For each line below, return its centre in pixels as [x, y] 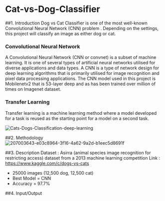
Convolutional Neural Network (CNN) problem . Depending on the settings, [82, 28]
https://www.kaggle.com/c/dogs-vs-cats [47, 163]
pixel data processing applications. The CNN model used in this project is [81, 79]
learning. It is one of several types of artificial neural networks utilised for [80, 63]
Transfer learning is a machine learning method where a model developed [81, 113]
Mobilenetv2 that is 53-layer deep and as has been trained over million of [81, 84]
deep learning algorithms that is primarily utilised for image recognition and [82, 73]
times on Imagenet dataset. [33, 89]
